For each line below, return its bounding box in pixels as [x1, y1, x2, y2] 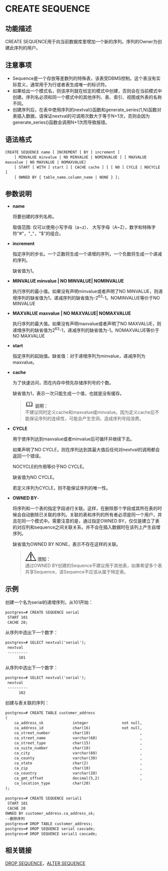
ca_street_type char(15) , [14, 740, 142, 745]
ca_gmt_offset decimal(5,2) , [14, 776, 142, 781]
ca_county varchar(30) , [14, 755, 142, 760]
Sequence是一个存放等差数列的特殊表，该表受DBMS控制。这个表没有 [12, 75, 156, 81]
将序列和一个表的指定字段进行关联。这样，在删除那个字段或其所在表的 [12, 505, 158, 511]
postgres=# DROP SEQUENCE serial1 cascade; [5, 831, 98, 836]
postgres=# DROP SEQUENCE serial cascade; [5, 826, 95, 831]
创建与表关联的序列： [5, 700, 49, 706]
